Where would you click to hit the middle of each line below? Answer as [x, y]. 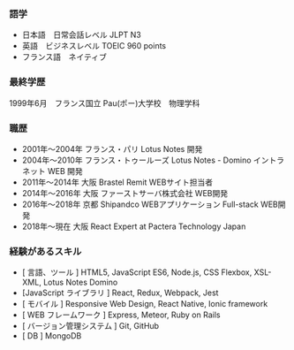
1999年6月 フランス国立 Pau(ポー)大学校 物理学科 [105, 103]
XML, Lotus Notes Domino [70, 282]
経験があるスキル [45, 251]
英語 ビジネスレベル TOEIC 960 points [94, 46]
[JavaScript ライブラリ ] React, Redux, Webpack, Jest [120, 293]
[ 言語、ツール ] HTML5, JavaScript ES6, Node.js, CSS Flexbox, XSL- [147, 272]
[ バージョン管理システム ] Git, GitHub [90, 326]
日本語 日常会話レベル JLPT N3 [81, 35]
